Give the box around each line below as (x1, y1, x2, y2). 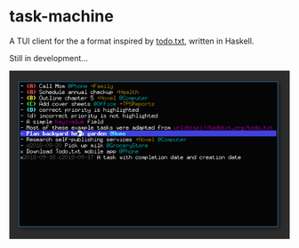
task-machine (9, 6, 114, 27)
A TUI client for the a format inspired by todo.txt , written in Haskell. (9, 36, 255, 46)
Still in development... (9, 52, 89, 63)
